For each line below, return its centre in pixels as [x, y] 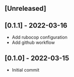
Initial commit [26, 70]
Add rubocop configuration [39, 38]
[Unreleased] [26, 9]
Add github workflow [33, 42]
